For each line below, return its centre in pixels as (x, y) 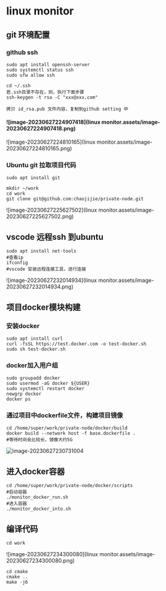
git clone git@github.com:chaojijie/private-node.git (75, 199)
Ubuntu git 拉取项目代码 (41, 165)
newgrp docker (24, 394)
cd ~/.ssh (19, 85)
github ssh (22, 52)
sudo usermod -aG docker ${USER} (48, 384)
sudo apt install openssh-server (48, 64)
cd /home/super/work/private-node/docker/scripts (70, 486)
